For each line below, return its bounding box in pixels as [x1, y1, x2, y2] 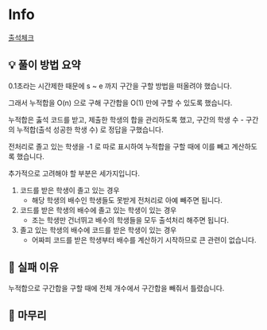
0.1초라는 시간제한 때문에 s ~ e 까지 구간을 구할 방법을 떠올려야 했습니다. [8, 81, 232, 91]
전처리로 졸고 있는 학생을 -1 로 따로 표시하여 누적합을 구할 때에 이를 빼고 [8, 142, 230, 151]
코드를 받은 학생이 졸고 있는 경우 [19, 185, 120, 195]
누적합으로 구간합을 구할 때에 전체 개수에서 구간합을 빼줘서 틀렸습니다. [8, 283, 225, 293]
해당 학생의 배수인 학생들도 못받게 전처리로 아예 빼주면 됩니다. [31, 195, 222, 204]
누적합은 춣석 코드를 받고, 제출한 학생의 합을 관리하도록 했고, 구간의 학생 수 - [8, 115, 244, 124]
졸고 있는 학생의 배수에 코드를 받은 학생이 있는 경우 [19, 225, 177, 235]
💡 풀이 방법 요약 [8, 58, 81, 72]
